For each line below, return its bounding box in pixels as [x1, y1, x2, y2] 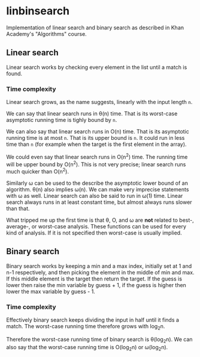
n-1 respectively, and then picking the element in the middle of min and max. [6, 268, 195, 276]
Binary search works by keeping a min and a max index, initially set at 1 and [6, 262, 192, 270]
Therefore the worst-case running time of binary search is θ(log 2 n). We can [6, 335, 193, 344]
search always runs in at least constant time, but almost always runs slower [6, 199, 193, 206]
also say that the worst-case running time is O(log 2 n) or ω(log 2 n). [6, 343, 168, 352]
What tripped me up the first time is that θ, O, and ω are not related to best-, [6, 216, 194, 224]
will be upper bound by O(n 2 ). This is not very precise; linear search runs [6, 160, 186, 168]
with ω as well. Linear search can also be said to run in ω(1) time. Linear [6, 193, 183, 200]
